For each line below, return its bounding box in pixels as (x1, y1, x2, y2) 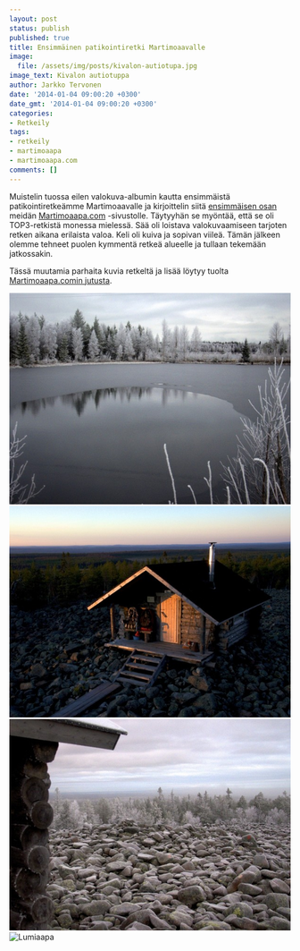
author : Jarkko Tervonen (9, 81, 102, 89)
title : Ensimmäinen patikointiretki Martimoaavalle (9, 43, 205, 52)
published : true (9, 33, 70, 42)
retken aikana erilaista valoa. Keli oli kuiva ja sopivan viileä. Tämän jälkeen (9, 229, 281, 240)
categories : (9, 108, 54, 118)
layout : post (9, 14, 58, 23)
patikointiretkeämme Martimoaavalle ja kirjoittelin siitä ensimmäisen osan (9, 200, 278, 211)
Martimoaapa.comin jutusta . (9, 275, 112, 285)
